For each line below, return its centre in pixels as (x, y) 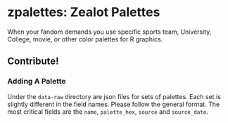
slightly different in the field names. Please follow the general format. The (114, 104)
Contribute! (33, 61)
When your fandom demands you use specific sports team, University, (109, 32)
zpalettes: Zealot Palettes (84, 12)
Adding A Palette (37, 82)
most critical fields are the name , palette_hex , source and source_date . (108, 111)
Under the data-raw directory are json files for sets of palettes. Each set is (114, 96)
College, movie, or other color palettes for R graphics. (85, 39)
